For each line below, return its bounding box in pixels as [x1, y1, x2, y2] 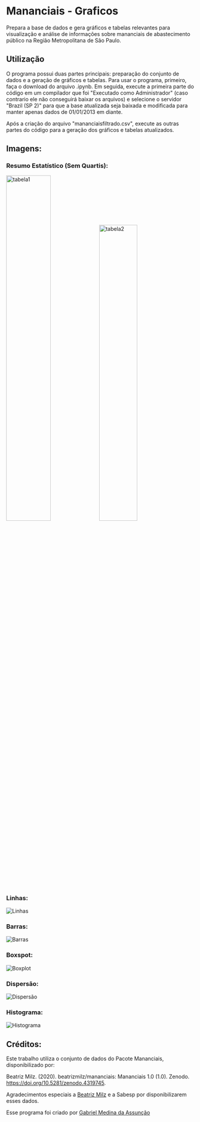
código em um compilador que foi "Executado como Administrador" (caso [6, 89, 188, 96]
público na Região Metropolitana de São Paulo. [6, 37, 121, 44]
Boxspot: [6, 951, 33, 960]
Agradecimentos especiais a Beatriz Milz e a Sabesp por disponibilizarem [6, 1091, 187, 1098]
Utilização [6, 54, 45, 64]
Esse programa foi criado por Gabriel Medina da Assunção [6, 1109, 150, 1116]
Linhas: [6, 894, 29, 902]
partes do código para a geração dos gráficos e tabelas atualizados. [6, 126, 174, 133]
